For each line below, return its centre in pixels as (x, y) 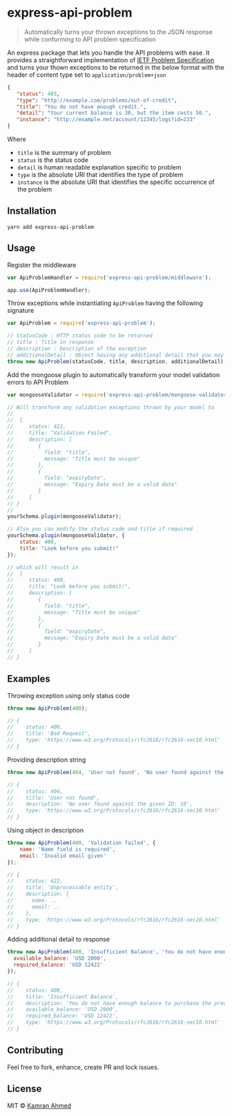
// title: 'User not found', (54, 798)
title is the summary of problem (64, 153)
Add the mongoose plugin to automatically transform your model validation (114, 374)
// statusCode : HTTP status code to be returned (80, 336)
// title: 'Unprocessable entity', (63, 888)
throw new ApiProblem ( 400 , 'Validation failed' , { (81, 843)
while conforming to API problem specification (90, 39)
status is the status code (52, 160)
